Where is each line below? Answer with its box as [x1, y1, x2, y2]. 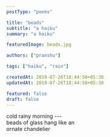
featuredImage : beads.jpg [6, 41, 71, 48]
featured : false [6, 91, 47, 97]
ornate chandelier [6, 126, 50, 133]
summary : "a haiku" [6, 31, 56, 37]
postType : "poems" [6, 8, 53, 15]
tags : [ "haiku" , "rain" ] [6, 64, 69, 70]
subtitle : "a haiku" [6, 25, 59, 31]
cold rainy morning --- [6, 112, 62, 120]
